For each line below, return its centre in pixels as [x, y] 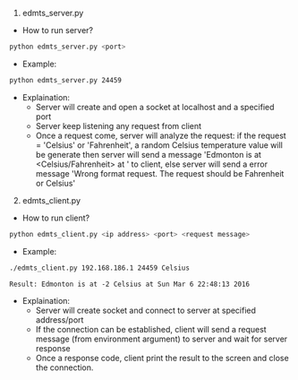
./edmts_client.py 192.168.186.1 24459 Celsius [100, 268]
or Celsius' [55, 183]
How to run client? [56, 218]
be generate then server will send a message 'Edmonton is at [149, 154]
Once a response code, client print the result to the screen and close [162, 358]
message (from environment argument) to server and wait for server [162, 339]
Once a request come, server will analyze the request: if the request [161, 135]
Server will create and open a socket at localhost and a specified [155, 107]
